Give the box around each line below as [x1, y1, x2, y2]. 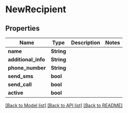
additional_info [8, 56, 45, 63]
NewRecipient [5, 4, 67, 15]
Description [71, 39, 100, 46]
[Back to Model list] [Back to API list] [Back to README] [5, 102, 123, 108]
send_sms [8, 73, 33, 80]
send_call [8, 81, 32, 88]
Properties [5, 24, 40, 33]
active [8, 89, 24, 96]
